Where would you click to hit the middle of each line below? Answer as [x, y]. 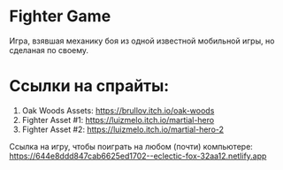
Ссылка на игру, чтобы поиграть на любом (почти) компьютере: [131, 146]
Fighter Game [60, 16]
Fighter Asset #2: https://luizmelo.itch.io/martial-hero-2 [122, 129]
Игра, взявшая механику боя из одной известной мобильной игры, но [142, 41]
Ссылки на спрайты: [89, 86]
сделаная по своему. [49, 50]
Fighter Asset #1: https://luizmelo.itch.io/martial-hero [118, 120]
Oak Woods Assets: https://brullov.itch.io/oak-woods [118, 110]
